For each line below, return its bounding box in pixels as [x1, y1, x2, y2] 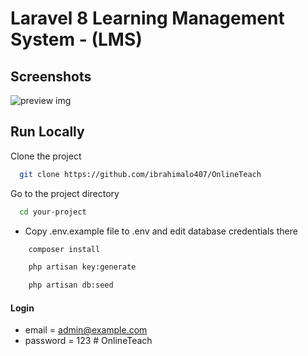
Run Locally [10, 123, 85, 141]
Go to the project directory [10, 187, 120, 199]
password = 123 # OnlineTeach [24, 335, 153, 347]
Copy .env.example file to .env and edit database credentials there [24, 225, 298, 237]
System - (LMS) [10, 28, 143, 51]
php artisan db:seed [28, 280, 114, 291]
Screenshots [10, 68, 92, 85]
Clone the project [10, 150, 82, 162]
